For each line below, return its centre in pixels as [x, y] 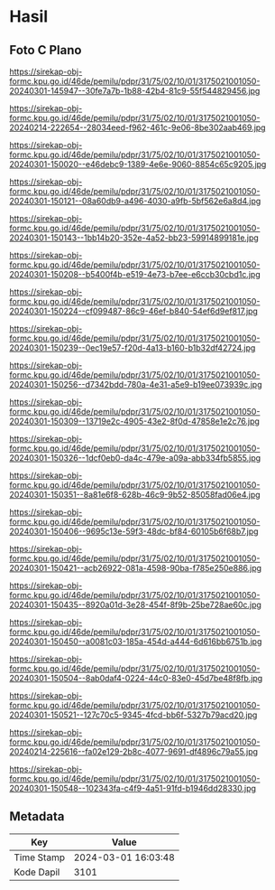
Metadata [37, 816]
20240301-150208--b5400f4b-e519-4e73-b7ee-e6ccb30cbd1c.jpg [135, 274]
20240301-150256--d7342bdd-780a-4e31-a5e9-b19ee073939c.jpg [136, 384]
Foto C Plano [46, 50]
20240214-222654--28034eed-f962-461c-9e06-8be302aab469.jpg [137, 127]
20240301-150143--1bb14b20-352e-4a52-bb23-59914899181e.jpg [134, 238]
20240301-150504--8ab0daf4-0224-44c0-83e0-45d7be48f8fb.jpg [136, 678]
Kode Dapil [37, 872]
